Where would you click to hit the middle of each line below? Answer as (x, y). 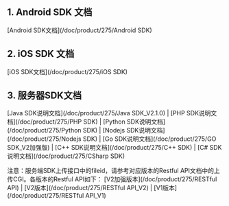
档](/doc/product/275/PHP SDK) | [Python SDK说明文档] (86, 122)
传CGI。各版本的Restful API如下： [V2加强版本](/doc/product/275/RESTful (112, 179)
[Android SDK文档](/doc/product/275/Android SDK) (80, 30)
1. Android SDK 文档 (50, 12)
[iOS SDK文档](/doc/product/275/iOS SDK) (68, 71)
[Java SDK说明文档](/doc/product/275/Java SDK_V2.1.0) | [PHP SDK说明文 (112, 113)
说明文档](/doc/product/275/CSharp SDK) (66, 156)
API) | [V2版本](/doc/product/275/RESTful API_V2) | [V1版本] (92, 188)
